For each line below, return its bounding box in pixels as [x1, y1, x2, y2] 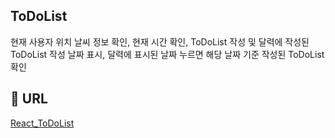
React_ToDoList [10, 117, 75, 129]
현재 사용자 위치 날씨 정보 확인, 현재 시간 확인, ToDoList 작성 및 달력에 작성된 [10, 35, 310, 48]
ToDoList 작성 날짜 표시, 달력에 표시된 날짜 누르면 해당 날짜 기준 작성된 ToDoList [10, 48, 325, 60]
